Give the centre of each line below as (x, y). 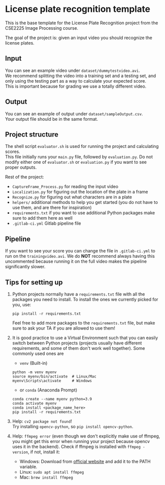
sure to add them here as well (42, 218)
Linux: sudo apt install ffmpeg (52, 472)
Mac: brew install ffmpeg (46, 477)
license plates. (20, 43)
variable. (29, 467)
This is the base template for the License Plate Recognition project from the (82, 23)
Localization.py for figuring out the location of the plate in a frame (80, 192)
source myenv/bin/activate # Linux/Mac (54, 377)
